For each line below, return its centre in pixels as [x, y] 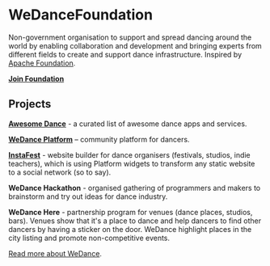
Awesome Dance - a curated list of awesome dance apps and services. [128, 124]
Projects [30, 104]
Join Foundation [36, 78]
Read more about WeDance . [55, 253]
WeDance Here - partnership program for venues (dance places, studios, [131, 212]
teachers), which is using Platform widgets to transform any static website [132, 163]
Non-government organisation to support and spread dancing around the [130, 37]
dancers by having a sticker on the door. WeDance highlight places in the [130, 229]
